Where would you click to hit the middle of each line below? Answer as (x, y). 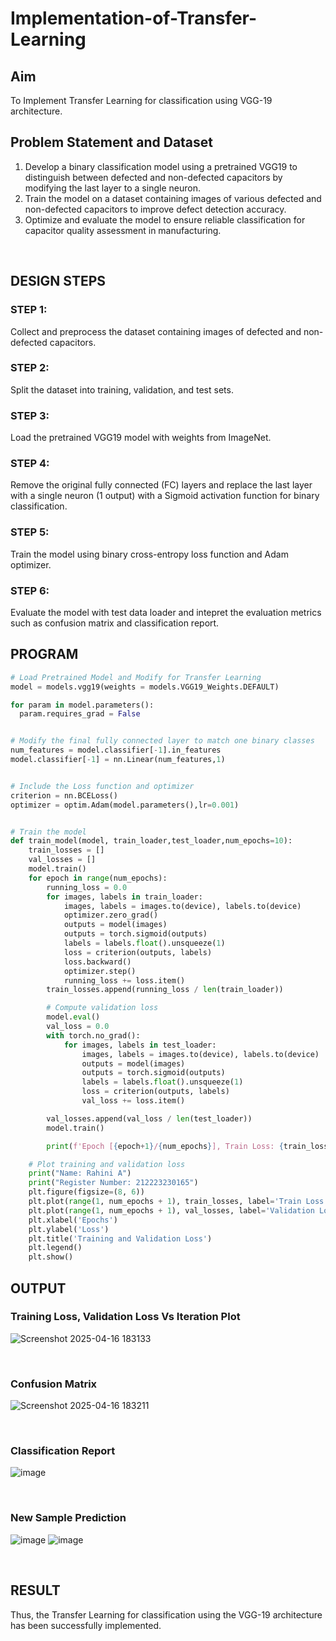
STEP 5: (30, 532)
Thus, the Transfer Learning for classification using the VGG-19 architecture (166, 1614)
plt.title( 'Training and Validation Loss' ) (120, 1238)
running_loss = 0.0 (87, 887)
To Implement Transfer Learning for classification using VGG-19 (141, 100)
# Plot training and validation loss (107, 1164)
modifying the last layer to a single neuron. (112, 188)
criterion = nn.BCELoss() (64, 795)
